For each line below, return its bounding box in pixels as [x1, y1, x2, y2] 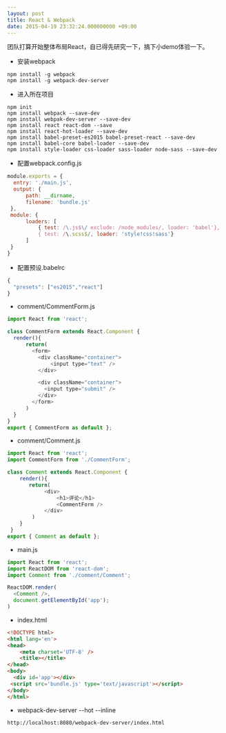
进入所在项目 [17, 90, 54, 99]
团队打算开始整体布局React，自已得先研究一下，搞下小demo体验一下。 [7, 43, 209, 51]
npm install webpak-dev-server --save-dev [7, 116, 131, 123]
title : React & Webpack [7, 17, 76, 23]
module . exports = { [7, 173, 63, 180]
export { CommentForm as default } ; [7, 424, 112, 431]
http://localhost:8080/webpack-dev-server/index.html [7, 719, 165, 726]
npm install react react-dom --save [7, 122, 112, 129]
